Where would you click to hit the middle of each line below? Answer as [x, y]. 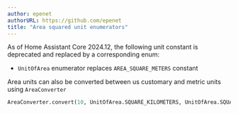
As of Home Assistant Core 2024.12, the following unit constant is [103, 47]
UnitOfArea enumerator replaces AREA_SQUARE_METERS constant [108, 69]
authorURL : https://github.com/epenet [64, 20]
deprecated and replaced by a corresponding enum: [84, 54]
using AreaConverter [37, 90]
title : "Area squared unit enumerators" [68, 27]
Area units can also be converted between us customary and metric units [114, 82]
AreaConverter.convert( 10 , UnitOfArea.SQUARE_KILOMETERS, [95, 102]
